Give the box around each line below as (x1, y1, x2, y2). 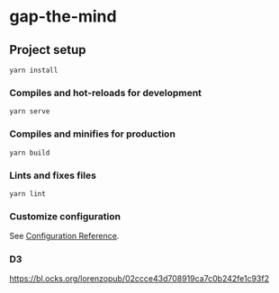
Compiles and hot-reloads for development (9, 86, 202, 99)
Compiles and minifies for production (9, 128, 175, 140)
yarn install (9, 66, 58, 75)
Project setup (9, 42, 87, 58)
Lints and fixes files (9, 169, 97, 182)
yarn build (9, 148, 50, 157)
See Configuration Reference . (9, 231, 120, 242)
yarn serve (9, 107, 50, 116)
